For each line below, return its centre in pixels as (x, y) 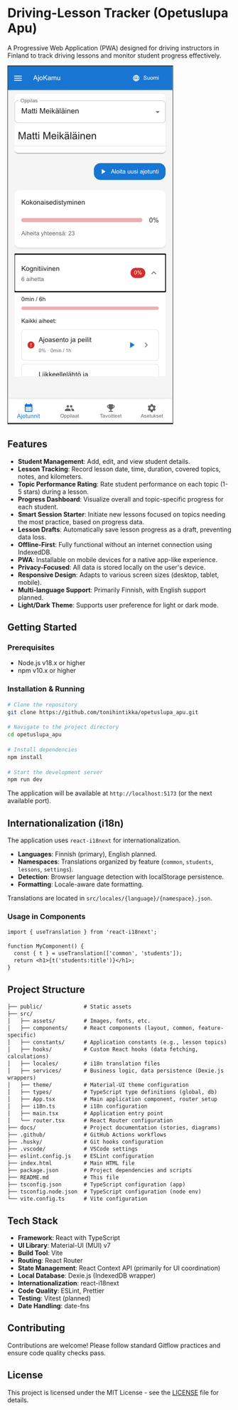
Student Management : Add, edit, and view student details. (104, 461)
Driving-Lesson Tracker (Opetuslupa (118, 13)
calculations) (28, 1057)
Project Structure (46, 989)
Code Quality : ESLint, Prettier (61, 1291)
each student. (38, 507)
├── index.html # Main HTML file (71, 1163)
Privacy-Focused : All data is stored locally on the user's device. (112, 567)
